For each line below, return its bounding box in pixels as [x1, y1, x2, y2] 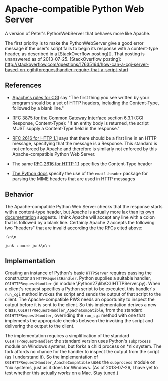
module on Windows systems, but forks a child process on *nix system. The [5, 343, 162, 349]
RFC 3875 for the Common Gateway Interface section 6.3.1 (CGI [12, 115, 144, 121]
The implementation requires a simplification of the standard [5, 333, 129, 339]
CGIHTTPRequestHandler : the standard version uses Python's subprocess [5, 338, 151, 344]
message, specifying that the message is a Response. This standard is [12, 140, 157, 146]
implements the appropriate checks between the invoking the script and [5, 318, 153, 324]
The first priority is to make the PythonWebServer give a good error [5, 40, 144, 46]
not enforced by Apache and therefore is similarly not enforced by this [12, 146, 157, 152]
